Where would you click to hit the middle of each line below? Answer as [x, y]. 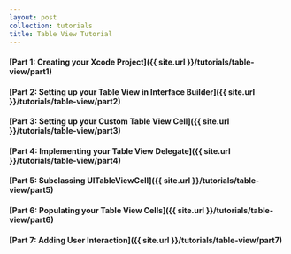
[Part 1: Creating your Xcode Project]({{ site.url [97, 62]
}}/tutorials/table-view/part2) [65, 101]
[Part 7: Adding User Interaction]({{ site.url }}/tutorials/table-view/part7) [146, 240]
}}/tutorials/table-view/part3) [65, 131]
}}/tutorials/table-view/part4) [65, 160]
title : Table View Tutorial [61, 34]
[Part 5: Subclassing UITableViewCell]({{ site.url [100, 181]
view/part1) [31, 71]
